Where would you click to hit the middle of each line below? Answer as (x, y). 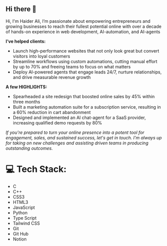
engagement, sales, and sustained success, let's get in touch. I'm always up (84, 137)
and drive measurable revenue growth (52, 77)
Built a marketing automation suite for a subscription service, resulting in (87, 107)
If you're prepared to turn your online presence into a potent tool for (75, 132)
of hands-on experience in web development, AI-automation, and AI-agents (83, 31)
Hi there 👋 (21, 9)
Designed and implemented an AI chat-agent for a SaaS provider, (79, 118)
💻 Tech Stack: (36, 169)
